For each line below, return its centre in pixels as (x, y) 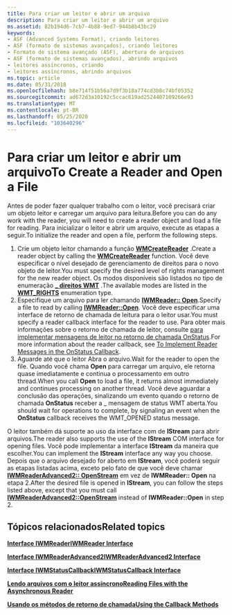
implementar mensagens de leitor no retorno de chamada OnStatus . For (119, 337)
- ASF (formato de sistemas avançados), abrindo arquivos (92, 59)
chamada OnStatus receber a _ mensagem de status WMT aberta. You (117, 403)
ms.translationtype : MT (42, 104)
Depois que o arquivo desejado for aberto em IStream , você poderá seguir (114, 461)
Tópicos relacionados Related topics (86, 527)
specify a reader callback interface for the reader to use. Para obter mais (121, 322)
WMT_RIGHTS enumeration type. (65, 293)
